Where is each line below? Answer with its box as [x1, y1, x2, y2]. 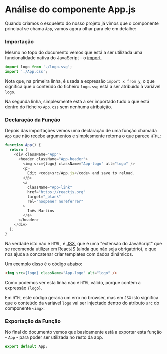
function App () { [5, 143, 41, 148]
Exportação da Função [5, 317, 61, 324]
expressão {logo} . [5, 285, 43, 291]
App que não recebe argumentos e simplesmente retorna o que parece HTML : [5, 133, 161, 139]
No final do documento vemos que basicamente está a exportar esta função [5, 329, 162, 335]
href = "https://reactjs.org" [27, 190, 86, 195]
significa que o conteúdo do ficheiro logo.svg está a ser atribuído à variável [5, 83, 161, 89]
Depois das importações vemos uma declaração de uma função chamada [5, 128, 157, 134]
